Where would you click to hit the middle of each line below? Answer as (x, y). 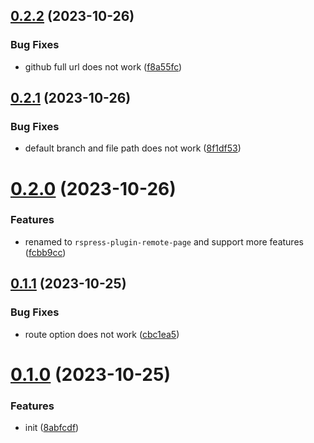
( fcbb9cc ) (45, 252)
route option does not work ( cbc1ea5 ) (102, 334)
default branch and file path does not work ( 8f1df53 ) (133, 148)
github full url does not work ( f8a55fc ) (103, 66)
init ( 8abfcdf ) (52, 428)
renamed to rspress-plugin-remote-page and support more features (164, 241)
